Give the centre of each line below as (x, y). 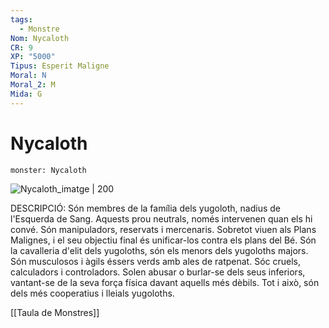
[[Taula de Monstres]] (55, 312)
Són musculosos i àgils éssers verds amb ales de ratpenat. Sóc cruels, (155, 261)
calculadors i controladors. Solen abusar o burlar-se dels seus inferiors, (158, 272)
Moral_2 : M (33, 85)
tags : (21, 19)
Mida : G (26, 94)
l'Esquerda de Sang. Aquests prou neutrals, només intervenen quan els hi (161, 218)
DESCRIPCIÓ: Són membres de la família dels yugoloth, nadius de (146, 208)
